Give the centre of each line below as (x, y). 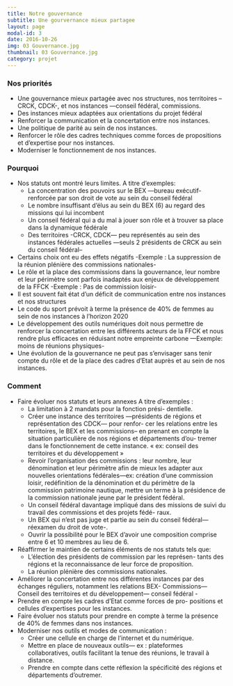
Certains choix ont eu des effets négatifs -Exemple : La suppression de (119, 257)
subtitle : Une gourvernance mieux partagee (71, 20)
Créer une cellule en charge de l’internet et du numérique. (111, 638)
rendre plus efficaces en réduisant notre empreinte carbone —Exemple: (120, 339)
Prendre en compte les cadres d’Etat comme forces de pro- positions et (120, 601)
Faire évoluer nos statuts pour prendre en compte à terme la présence (118, 616)
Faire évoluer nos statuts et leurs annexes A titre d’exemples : (105, 401)
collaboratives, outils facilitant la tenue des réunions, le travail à (119, 653)
